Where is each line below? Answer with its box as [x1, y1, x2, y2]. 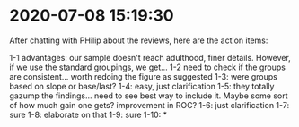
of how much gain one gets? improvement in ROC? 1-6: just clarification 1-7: [9, 99, 290, 110]
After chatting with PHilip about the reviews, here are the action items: [9, 35, 268, 46]
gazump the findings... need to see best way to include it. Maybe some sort [9, 90, 289, 101]
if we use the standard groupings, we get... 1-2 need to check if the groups [9, 62, 286, 72]
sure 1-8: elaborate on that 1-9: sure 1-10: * [9, 109, 168, 120]
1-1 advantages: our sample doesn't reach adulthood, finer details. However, [9, 52, 292, 63]
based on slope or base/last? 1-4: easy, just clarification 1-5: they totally [9, 80, 275, 91]
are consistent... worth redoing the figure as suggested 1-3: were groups [9, 71, 278, 81]
